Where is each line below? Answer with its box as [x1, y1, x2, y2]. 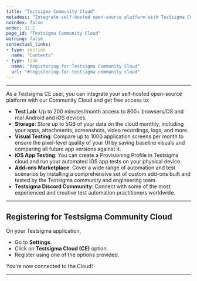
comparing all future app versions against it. [14, 145, 121, 153]
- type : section [6, 47, 46, 53]
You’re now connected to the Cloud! [6, 263, 93, 270]
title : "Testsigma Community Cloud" [6, 8, 96, 15]
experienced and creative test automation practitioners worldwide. [14, 189, 176, 196]
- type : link [6, 58, 38, 63]
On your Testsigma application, [6, 228, 81, 235]
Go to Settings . [14, 239, 52, 246]
